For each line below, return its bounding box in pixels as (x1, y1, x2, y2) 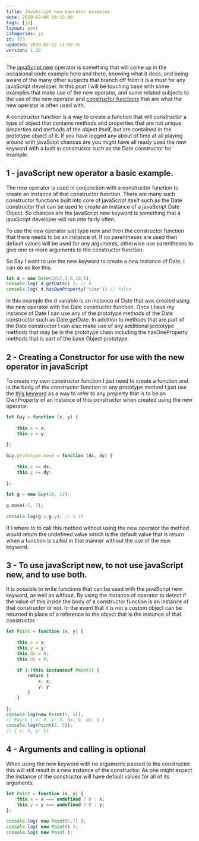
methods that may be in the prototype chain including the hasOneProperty (6, 329, 188, 336)
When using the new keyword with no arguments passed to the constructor (6, 760, 191, 767)
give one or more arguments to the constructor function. (6, 246, 144, 253)
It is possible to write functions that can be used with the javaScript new (6, 585, 182, 593)
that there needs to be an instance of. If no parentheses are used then (6, 233, 178, 241)
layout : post (6, 25, 39, 32)
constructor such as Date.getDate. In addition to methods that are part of (6, 316, 185, 323)
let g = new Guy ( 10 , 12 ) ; (6, 492, 70, 497)
